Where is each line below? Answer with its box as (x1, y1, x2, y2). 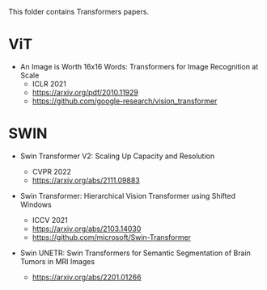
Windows (19, 200, 52, 209)
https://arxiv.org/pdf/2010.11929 (32, 87, 139, 97)
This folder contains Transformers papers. (8, 7, 150, 16)
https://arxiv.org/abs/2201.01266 (32, 272, 142, 282)
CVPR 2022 (32, 166, 71, 176)
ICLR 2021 (32, 78, 67, 88)
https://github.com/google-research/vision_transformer (32, 96, 218, 106)
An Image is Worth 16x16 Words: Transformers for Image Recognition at (19, 61, 259, 71)
